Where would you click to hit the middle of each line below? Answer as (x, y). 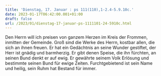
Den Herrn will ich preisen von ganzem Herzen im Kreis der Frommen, (77, 37)
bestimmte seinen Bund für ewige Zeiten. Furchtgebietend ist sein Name (79, 63)
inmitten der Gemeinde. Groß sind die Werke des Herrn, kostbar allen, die (80, 43)
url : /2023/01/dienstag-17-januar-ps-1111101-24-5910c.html (69, 23)
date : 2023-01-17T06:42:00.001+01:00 (44, 14)
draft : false (19, 19)
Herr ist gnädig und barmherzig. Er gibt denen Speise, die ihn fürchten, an (80, 53)
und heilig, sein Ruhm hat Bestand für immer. (51, 69)
